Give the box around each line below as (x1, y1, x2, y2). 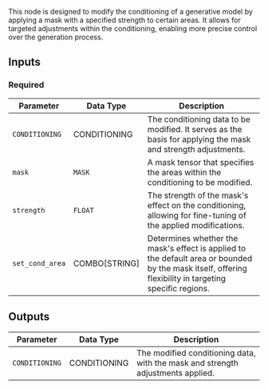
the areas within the (147, 166, 222, 178)
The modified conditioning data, (136, 347, 256, 359)
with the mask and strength (136, 357, 239, 368)
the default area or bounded (147, 252, 253, 263)
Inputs (8, 55, 41, 69)
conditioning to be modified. (147, 176, 253, 187)
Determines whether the (147, 232, 238, 243)
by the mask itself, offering (147, 263, 247, 274)
